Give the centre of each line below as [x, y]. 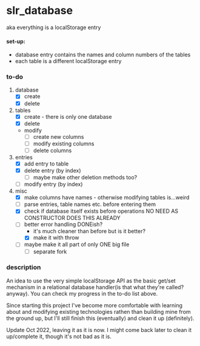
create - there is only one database [68, 116]
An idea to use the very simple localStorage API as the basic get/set [91, 281]
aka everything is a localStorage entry [54, 27]
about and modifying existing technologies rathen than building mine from [98, 311]
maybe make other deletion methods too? [85, 177]
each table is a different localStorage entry [68, 61]
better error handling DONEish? [63, 224]
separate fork [50, 251]
